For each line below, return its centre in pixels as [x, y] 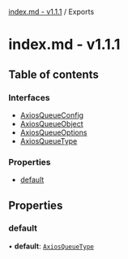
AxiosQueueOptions [53, 132]
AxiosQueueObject [51, 123]
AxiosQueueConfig [51, 115]
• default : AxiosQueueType [51, 246]
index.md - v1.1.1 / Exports [51, 12]
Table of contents [53, 74]
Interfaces [29, 97]
